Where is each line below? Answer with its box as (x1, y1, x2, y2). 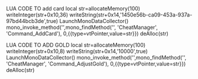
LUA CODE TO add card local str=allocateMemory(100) (6, 5, 141, 12)
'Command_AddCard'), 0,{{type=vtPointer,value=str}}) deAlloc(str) (6, 30, 168, 37)
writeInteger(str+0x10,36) (6, 11, 69, 18)
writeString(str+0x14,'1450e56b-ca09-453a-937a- (69, 11, 193, 18)
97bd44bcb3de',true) (6, 18, 59, 24)
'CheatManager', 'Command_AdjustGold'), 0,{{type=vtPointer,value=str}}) (6, 60, 186, 67)
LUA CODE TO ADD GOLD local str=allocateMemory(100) (6, 41, 146, 48)
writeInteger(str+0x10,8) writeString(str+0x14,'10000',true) (6, 48, 148, 55)
